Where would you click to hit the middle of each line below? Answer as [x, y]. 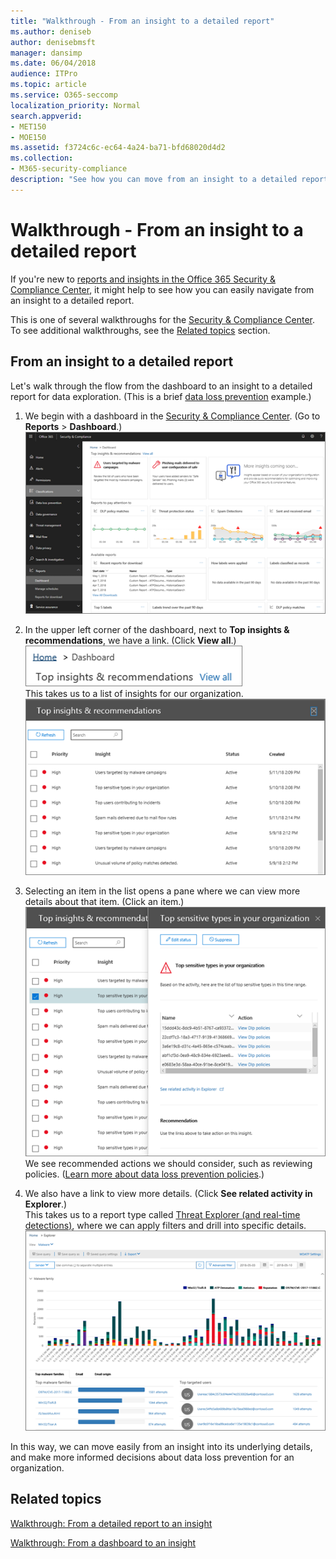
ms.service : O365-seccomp [64, 95]
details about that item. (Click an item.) [104, 901]
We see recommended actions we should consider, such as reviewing [168, 1163]
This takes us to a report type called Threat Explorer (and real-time [162, 1214]
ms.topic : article [48, 85]
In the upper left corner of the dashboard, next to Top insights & [157, 630]
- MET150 [28, 126]
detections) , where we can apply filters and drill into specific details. [165, 1225]
